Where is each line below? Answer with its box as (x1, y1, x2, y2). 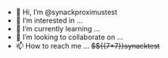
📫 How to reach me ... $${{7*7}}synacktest (15, 42, 160, 50)
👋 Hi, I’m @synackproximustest (15, 8, 117, 16)
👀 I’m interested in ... (15, 16, 83, 25)
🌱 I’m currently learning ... (15, 24, 101, 33)
